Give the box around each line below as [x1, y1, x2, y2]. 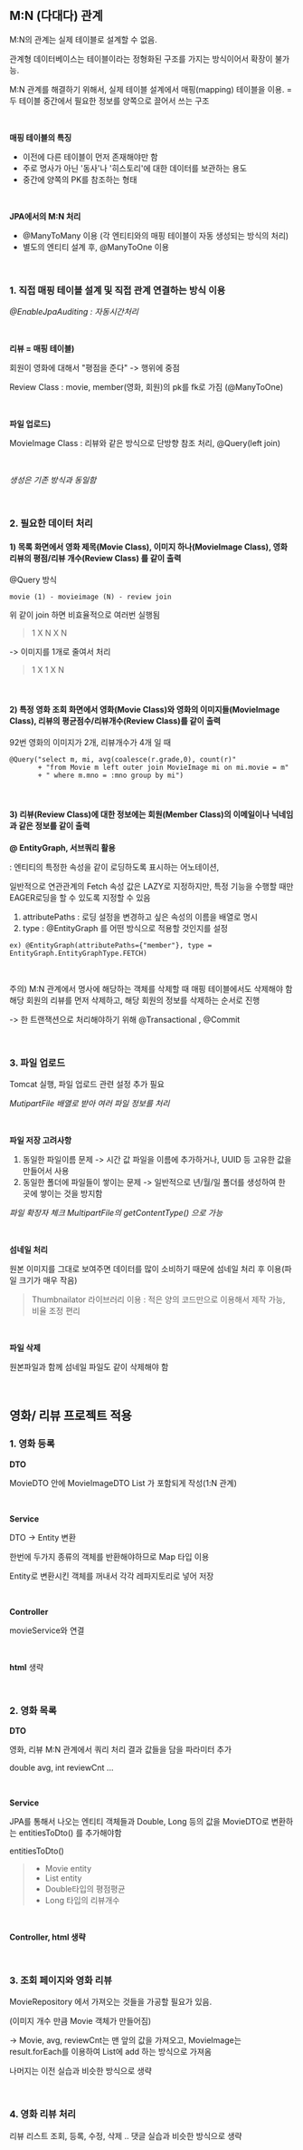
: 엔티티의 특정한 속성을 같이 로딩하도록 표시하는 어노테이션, [9, 861, 220, 872]
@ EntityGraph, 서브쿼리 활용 [9, 842, 116, 853]
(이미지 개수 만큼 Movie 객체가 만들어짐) [9, 2016, 152, 2027]
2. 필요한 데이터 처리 [9, 517, 93, 530]
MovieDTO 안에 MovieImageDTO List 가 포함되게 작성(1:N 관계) [9, 1477, 238, 1488]
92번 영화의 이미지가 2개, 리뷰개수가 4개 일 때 [9, 737, 172, 748]
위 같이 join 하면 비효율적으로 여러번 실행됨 [9, 609, 161, 620]
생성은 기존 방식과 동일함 [9, 474, 97, 486]
